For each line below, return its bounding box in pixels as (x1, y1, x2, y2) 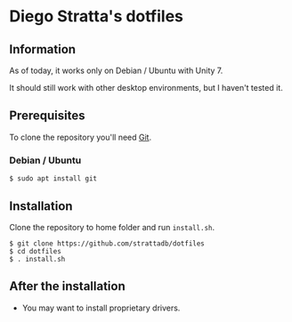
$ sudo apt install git (9, 174, 98, 183)
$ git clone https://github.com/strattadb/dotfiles (9, 238, 205, 248)
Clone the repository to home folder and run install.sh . (9, 221, 215, 232)
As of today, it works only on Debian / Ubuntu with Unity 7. (9, 65, 223, 76)
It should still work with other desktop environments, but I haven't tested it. (9, 83, 283, 93)
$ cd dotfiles (9, 246, 62, 255)
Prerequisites (9, 109, 85, 124)
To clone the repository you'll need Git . (9, 132, 152, 142)
